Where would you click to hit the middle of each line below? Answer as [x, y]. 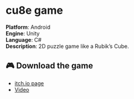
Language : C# [24, 40]
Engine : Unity [23, 33]
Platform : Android [28, 27]
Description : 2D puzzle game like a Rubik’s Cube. [67, 46]
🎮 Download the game [49, 66]
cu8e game [34, 10]
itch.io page [29, 83]
